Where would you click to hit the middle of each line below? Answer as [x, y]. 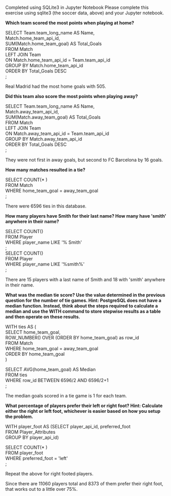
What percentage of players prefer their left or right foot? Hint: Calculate [84, 406]
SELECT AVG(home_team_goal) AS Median [51, 369]
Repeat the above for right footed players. [49, 474]
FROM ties [16, 375]
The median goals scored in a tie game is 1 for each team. [66, 396]
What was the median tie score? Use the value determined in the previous [85, 295]
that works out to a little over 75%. [41, 489]
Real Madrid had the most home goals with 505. [56, 86]
